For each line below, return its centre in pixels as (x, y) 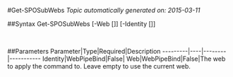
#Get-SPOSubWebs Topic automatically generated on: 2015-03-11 (104, 10)
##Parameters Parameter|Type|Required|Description (84, 51)
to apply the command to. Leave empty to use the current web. (99, 66)
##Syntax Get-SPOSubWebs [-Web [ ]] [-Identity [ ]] (82, 24)
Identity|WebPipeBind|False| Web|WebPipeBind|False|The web (134, 59)
